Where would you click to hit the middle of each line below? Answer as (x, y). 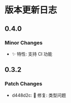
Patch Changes (24, 84)
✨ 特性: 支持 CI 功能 (32, 54)
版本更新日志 (31, 10)
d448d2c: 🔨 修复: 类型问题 (39, 95)
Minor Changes (24, 42)
